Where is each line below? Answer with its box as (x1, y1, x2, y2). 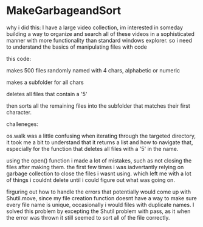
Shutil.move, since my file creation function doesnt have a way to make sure (6, 194, 198, 201)
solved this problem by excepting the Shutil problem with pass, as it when (6, 208, 191, 215)
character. (6, 108, 32, 116)
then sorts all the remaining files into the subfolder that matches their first (6, 102, 190, 110)
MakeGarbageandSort (6, 4, 122, 18)
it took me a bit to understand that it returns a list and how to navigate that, (6, 138, 193, 146)
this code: (6, 55, 32, 62)
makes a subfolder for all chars (6, 79, 84, 86)
